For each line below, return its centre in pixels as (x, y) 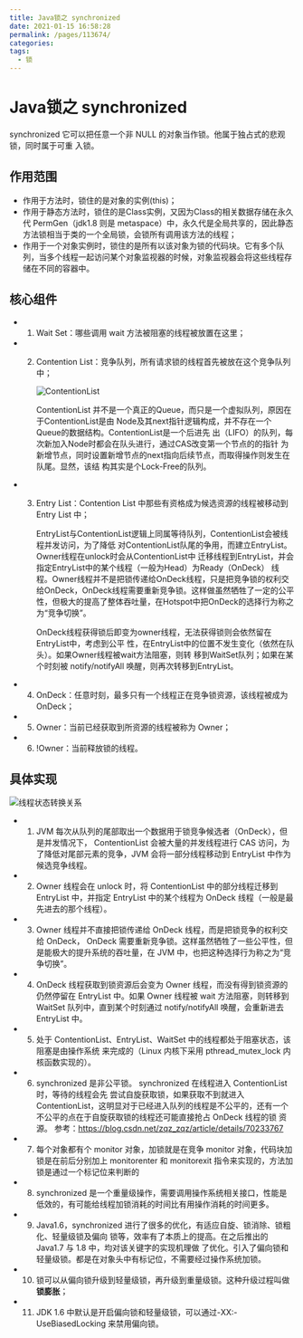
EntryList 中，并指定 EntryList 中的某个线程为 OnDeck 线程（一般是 (161, 898)
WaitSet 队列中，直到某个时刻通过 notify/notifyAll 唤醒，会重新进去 (160, 1008)
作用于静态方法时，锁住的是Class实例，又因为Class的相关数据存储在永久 (158, 211)
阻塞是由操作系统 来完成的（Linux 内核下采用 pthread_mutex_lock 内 (163, 1051)
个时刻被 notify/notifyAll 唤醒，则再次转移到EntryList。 (137, 665)
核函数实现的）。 (66, 1062)
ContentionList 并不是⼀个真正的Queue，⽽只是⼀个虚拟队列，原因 (160, 409)
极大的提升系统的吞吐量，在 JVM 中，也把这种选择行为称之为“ (167, 952)
